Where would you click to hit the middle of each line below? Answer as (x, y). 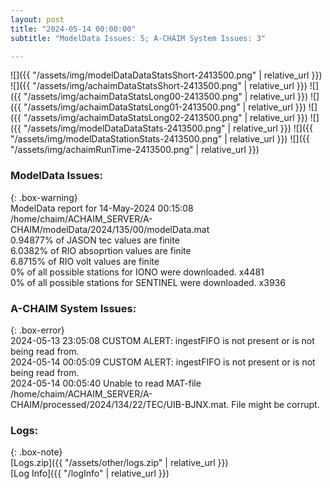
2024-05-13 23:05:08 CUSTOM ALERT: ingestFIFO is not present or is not (162, 340)
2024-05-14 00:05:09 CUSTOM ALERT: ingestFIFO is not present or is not (163, 362)
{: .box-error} (37, 330)
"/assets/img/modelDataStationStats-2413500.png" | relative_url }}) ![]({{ (160, 139)
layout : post (37, 19)
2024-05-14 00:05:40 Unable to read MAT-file (106, 383)
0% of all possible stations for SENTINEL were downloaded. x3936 (148, 282)
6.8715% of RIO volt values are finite (85, 261)
